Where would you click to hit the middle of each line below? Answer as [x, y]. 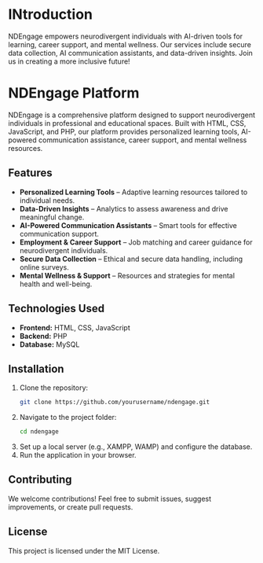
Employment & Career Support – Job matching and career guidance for [136, 242]
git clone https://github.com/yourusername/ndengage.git [115, 403]
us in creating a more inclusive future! [69, 61]
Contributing [40, 480]
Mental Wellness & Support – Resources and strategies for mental [127, 275]
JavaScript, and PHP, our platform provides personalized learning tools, [124, 131]
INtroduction [50, 15]
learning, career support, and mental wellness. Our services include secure [130, 44]
